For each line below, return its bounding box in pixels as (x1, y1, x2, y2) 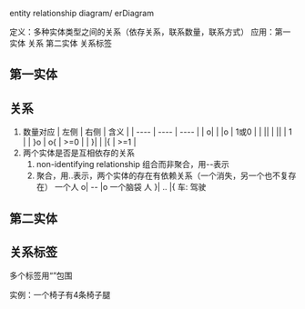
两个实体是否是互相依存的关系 (22, 147, 135, 158)
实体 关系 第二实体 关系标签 (9, 38, 112, 48)
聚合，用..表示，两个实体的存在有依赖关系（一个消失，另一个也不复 (36, 170, 289, 181)
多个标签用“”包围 (9, 270, 73, 281)
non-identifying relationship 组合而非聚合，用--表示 (36, 159, 230, 170)
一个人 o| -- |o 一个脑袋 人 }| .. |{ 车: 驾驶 (54, 182, 207, 193)
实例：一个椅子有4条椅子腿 (9, 290, 111, 301)
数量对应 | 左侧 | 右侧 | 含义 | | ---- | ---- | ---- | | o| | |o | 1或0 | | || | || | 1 (22, 126, 293, 137)
